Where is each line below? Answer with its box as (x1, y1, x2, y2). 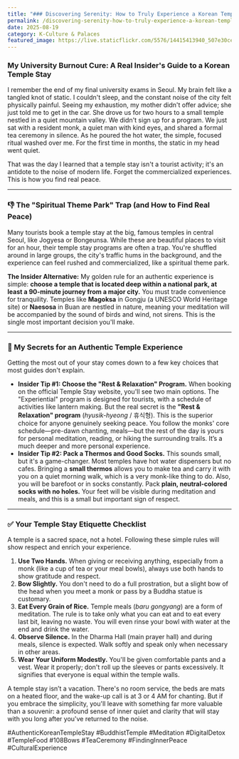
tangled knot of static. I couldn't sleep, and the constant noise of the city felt (7, 93, 231, 102)
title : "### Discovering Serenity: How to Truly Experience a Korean (7, 10, 218, 18)
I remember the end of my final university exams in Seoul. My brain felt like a (7, 86, 232, 94)
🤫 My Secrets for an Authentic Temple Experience (7, 342, 184, 352)
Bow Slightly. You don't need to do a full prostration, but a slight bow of (17, 579, 229, 589)
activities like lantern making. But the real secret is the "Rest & (17, 402, 201, 411)
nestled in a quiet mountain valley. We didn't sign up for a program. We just (7, 116, 228, 125)
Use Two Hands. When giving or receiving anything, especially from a (17, 557, 224, 566)
